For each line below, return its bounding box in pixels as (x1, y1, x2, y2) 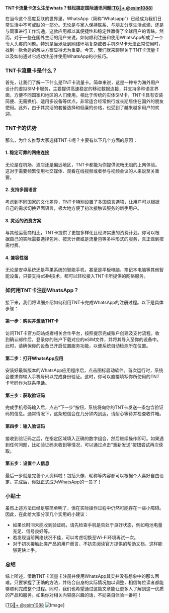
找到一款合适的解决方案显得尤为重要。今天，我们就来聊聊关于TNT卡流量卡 (5, 47, 160, 53)
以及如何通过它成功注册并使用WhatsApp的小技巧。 (5, 53, 111, 59)
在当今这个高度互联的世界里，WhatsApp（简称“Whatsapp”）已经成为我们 (5, 16, 157, 22)
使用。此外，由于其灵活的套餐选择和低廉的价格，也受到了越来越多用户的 (5, 105, 155, 111)
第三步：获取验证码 (5, 392, 45, 398)
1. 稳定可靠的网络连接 (5, 149, 49, 155)
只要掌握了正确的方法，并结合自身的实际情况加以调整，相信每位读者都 (14, 579, 159, 585)
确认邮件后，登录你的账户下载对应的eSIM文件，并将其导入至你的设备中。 (9, 336, 161, 342)
